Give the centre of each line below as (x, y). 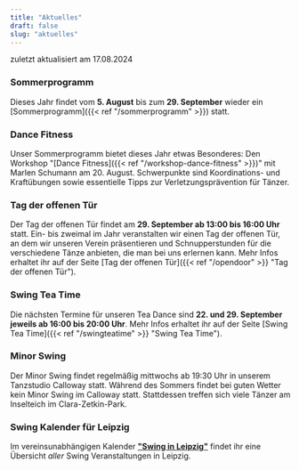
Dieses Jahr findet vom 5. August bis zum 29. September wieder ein (137, 101)
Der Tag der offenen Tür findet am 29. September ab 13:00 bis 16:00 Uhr (145, 224)
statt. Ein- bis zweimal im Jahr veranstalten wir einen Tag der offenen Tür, (145, 234)
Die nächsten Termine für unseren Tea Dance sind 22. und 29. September (146, 314)
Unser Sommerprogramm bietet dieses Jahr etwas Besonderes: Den (135, 153)
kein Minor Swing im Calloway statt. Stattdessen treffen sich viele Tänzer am (150, 394)
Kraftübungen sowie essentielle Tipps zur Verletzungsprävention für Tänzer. (150, 182)
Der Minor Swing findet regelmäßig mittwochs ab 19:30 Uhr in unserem (140, 376)
